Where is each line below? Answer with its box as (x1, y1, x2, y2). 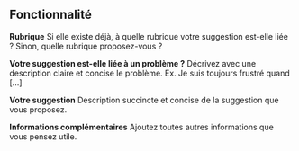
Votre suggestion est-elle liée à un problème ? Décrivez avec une (9, 58, 257, 68)
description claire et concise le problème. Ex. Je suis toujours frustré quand (9, 67, 290, 78)
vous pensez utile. (9, 130, 77, 142)
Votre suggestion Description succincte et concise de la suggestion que (9, 94, 279, 105)
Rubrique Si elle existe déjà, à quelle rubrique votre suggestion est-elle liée (9, 31, 288, 41)
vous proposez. (9, 103, 68, 115)
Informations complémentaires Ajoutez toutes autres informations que (9, 121, 275, 132)
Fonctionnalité (9, 7, 93, 22)
